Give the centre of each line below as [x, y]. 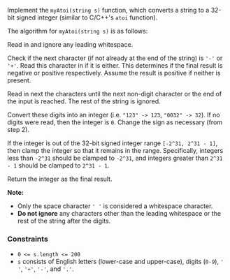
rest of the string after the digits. [64, 221]
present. [19, 80]
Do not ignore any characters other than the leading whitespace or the [119, 213]
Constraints [28, 239]
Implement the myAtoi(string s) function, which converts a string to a [108, 10]
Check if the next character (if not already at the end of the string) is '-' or [115, 58]
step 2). [19, 130]
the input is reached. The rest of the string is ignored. [84, 101]
